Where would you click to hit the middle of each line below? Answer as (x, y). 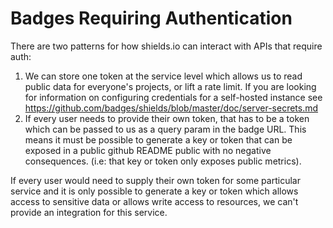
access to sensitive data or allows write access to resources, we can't (154, 201)
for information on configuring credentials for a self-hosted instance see (173, 97)
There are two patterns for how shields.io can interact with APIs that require (166, 46)
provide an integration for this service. (89, 212)
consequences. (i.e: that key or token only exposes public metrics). (163, 161)
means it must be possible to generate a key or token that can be (158, 139)
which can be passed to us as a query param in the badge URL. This (165, 129)
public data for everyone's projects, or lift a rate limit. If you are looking (170, 86)
